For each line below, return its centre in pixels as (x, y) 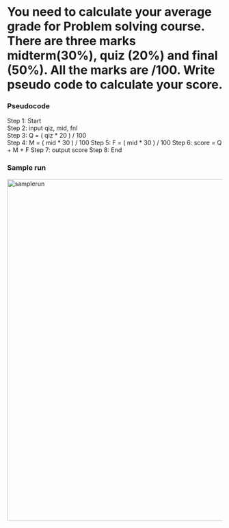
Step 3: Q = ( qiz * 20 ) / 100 (47, 136)
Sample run (27, 168)
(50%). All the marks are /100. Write (111, 70)
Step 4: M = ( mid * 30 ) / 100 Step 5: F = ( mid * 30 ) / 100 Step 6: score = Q (114, 143)
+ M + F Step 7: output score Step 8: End (65, 150)
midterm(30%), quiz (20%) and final (112, 56)
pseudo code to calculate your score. (115, 85)
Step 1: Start (24, 121)
